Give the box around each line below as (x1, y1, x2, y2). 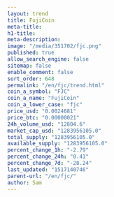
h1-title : (7, 29, 36, 37)
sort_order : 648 (7, 75, 55, 82)
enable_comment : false (7, 68, 73, 75)
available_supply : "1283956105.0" (7, 140, 108, 147)
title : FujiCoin (7, 17, 55, 24)
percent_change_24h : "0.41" (7, 153, 90, 161)
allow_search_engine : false (7, 56, 90, 63)
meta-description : (7, 36, 61, 43)
